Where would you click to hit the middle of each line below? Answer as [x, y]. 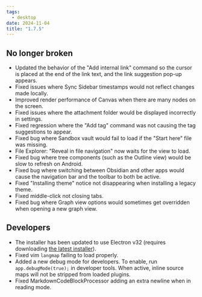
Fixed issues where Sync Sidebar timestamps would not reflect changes [105, 87]
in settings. [29, 119]
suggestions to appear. [43, 132]
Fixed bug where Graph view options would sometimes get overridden [102, 202]
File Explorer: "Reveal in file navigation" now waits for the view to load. [103, 151]
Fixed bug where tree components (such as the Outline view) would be [103, 158]
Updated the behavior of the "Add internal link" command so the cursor [103, 68]
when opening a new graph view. [56, 209]
